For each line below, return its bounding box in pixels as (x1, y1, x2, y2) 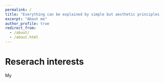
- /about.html (9, 35, 38, 40)
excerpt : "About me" (5, 16, 48, 21)
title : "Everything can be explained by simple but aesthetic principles (5, 12, 160, 17)
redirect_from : (5, 26, 36, 31)
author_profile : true (5, 21, 50, 26)
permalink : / (5, 7, 32, 12)
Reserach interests (5, 56, 84, 67)
